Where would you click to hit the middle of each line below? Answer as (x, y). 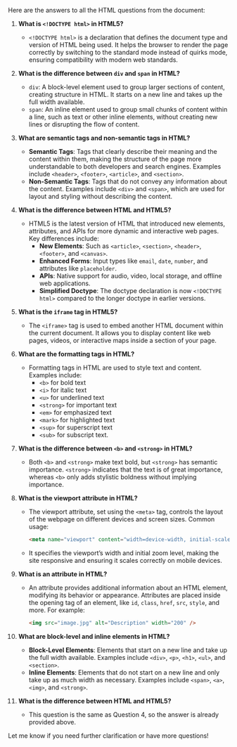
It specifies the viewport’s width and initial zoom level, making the (124, 553)
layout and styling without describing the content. (101, 196)
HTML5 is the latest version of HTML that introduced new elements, (127, 223)
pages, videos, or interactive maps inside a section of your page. (123, 340)
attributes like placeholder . (78, 268)
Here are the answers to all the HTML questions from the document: (107, 10)
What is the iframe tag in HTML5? (68, 312)
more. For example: (57, 610)
